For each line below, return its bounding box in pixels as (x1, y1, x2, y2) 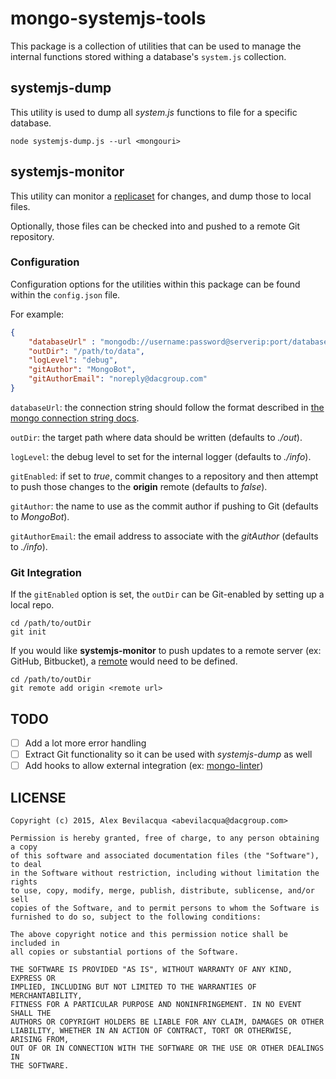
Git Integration (10, 565, 82, 579)
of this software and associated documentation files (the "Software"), (10, 851, 320, 861)
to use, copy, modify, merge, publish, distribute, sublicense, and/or (10, 886, 315, 896)
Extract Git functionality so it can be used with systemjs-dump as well (24, 748, 313, 761)
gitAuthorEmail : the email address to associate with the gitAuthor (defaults (10, 530, 319, 542)
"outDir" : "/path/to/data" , (28, 346, 145, 356)
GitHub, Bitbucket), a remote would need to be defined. (10, 655, 238, 667)
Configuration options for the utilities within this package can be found (10, 278, 301, 290)
